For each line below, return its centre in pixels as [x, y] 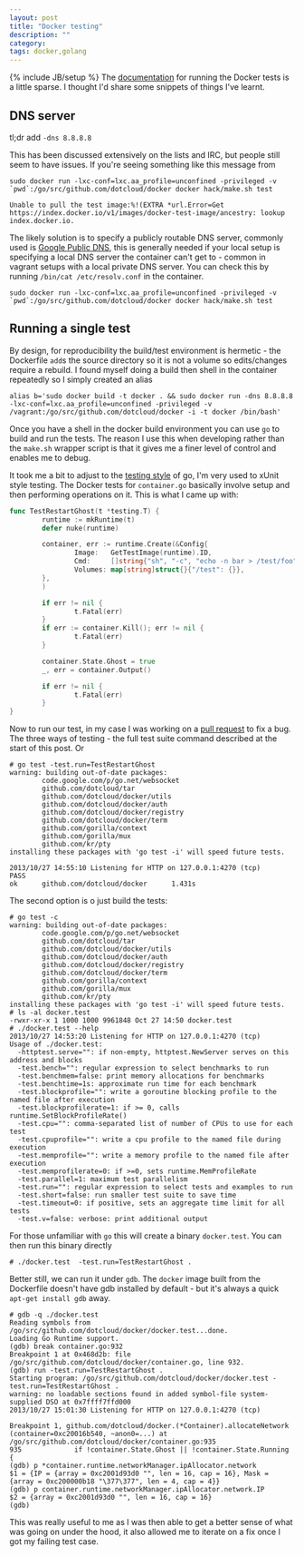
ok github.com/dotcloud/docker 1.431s [103, 884]
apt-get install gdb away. [60, 1298]
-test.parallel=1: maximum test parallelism [103, 1179]
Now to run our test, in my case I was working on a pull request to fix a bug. [150, 729]
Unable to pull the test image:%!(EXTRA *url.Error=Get [117, 205]
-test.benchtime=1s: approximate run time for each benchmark [137, 1084]
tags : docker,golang [48, 52]
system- [255, 1395]
